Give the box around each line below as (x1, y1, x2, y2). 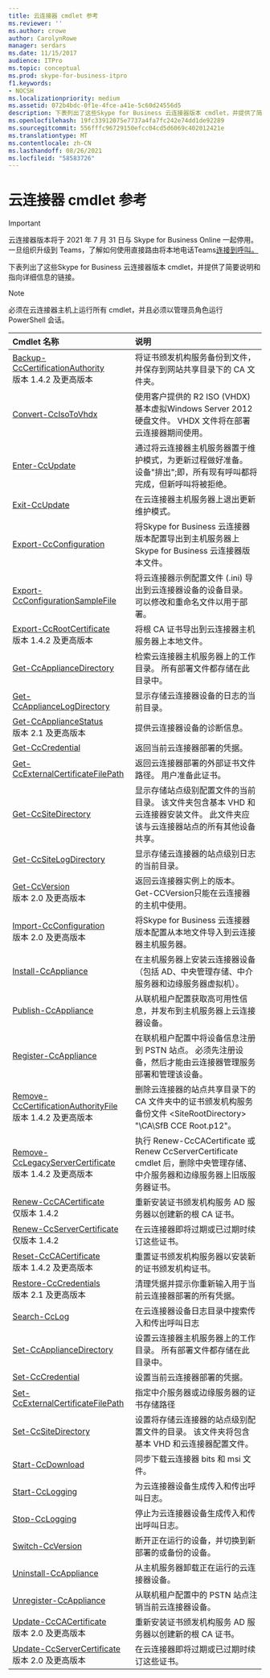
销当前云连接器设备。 (135, 1601, 216, 1613)
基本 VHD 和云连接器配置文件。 (135, 1439, 254, 1450)
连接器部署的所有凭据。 (151, 1291, 240, 1302)
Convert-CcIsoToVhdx (12, 408, 98, 420)
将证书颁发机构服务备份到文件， (135, 352, 256, 363)
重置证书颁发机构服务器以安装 (135, 1251, 248, 1262)
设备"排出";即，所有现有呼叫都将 (135, 466, 258, 478)
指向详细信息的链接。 (8, 272, 79, 282)
